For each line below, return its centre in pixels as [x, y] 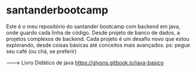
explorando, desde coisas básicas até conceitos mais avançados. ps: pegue [98, 45]
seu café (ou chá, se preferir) [41, 51]
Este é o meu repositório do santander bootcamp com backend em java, [93, 26]
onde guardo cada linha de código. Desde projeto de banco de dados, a [93, 32]
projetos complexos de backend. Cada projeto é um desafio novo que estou [98, 39]
